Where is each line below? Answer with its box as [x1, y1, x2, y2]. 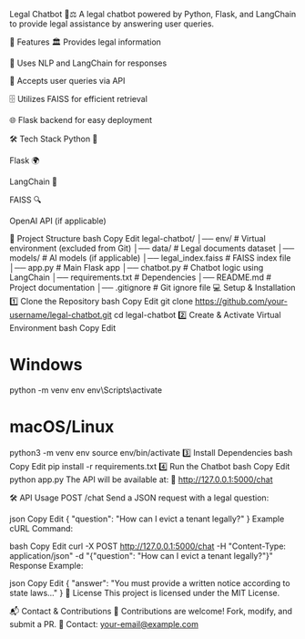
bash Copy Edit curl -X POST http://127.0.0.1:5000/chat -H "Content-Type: [9, 541, 287, 551]
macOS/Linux [9, 417, 115, 438]
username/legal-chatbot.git [9, 310, 112, 320]
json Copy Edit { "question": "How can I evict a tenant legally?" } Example [9, 513, 285, 524]
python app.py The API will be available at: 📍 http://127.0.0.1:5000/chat [9, 474, 273, 485]
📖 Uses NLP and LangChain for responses [9, 57, 168, 68]
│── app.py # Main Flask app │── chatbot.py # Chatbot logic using [9, 263, 264, 273]
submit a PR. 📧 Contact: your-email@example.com [9, 618, 198, 629]
